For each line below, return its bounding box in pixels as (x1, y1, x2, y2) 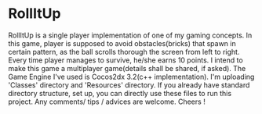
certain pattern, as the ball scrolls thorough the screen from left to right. (8, 47, 240, 56)
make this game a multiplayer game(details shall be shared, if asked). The (8, 63, 246, 73)
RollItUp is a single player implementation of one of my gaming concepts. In (8, 30, 253, 40)
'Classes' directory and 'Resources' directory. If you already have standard (8, 80, 250, 90)
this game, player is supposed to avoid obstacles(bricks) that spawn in (8, 38, 237, 48)
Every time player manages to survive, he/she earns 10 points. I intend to (8, 55, 243, 65)
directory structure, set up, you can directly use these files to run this (8, 88, 232, 98)
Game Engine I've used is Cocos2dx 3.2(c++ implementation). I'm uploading (8, 72, 255, 81)
